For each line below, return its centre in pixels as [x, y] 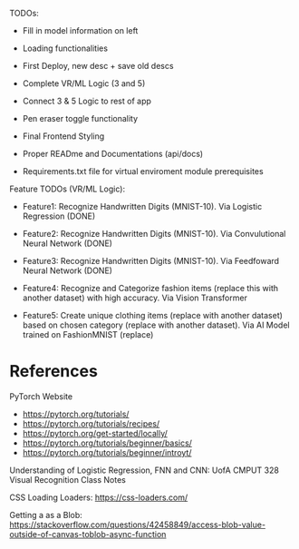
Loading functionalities [65, 48]
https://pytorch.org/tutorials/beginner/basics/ [107, 443]
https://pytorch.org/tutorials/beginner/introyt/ [107, 452]
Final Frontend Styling [63, 136]
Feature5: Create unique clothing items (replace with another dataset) [153, 315]
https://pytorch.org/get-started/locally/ [95, 433]
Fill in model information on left [80, 30]
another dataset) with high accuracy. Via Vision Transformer [135, 298]
